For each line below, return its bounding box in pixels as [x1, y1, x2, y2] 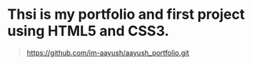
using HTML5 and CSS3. [7, 22, 170, 40]
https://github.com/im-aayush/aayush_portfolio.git [26, 48, 190, 57]
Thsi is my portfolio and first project [7, 5, 245, 23]
